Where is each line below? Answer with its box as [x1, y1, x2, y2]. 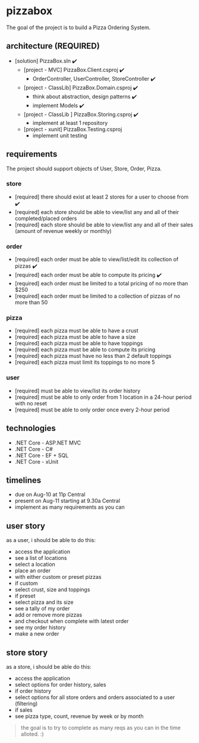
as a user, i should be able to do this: [6, 537, 96, 544]
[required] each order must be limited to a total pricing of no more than [14, 280, 188, 287]
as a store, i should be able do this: [6, 663, 92, 670]
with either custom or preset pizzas [14, 574, 102, 581]
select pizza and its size [14, 599, 74, 606]
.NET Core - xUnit [14, 458, 59, 465]
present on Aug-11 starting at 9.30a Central [14, 498, 121, 505]
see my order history [14, 624, 66, 631]
